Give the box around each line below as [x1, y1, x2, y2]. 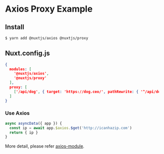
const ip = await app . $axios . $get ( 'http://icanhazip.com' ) [9, 125, 132, 130]
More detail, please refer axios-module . [5, 143, 84, 149]
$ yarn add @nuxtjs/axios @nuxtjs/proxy [5, 36, 89, 40]
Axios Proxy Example [5, 3, 93, 15]
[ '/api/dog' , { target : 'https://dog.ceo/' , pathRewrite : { [14, 89, 139, 94]
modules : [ [9, 67, 32, 72]
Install [5, 23, 24, 31]
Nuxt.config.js [5, 49, 50, 58]
